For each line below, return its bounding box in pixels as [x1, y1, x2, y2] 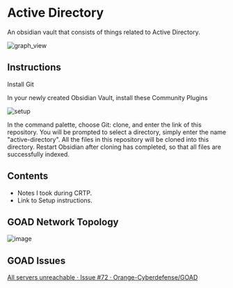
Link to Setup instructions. [17, 196, 93, 205]
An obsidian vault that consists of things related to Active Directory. [7, 28, 200, 36]
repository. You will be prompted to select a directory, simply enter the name [7, 127, 227, 136]
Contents [7, 170, 49, 182]
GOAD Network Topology [7, 216, 119, 227]
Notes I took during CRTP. [17, 189, 93, 197]
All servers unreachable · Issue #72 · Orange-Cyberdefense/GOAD [7, 273, 198, 282]
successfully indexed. [7, 150, 70, 158]
